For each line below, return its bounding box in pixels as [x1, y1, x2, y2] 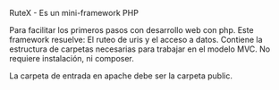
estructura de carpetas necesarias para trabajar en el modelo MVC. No [9, 44, 271, 54]
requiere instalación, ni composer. [9, 53, 134, 63]
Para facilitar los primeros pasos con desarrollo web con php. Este [9, 25, 254, 35]
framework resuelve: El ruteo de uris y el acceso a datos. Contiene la [9, 35, 263, 45]
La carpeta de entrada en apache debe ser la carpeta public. [9, 70, 233, 81]
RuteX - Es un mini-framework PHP [9, 8, 139, 18]
